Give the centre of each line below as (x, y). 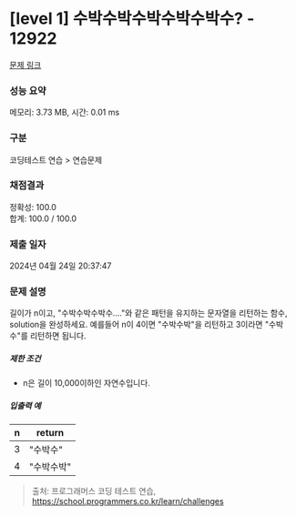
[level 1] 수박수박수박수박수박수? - (132, 19)
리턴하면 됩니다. (58, 336)
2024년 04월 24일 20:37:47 (61, 266)
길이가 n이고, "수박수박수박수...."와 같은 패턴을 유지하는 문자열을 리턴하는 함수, (149, 313)
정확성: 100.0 (33, 207)
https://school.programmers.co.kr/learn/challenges (128, 501)
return (50, 433)
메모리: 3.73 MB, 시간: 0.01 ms (65, 112)
